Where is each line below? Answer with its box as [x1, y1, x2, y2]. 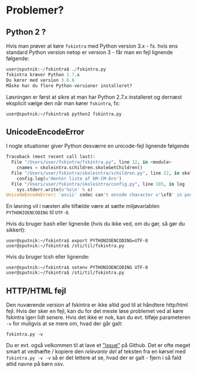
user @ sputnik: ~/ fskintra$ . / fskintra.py [6, 66, 107, 72]
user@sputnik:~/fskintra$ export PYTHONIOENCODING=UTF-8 [6, 238, 148, 244]
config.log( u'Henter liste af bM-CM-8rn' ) [16, 176, 122, 182]
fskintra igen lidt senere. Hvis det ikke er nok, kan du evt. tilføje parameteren [6, 314, 191, 321]
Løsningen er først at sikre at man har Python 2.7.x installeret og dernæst [6, 93, 182, 100]
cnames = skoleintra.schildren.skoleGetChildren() [16, 165, 143, 171]
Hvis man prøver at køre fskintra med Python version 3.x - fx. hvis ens [6, 42, 178, 49]
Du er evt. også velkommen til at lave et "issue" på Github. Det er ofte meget [6, 342, 191, 349]
